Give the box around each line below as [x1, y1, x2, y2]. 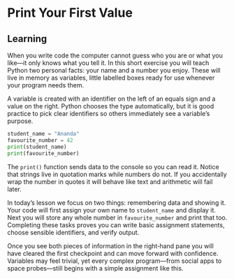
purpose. [7, 117, 34, 125]
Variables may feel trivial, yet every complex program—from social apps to [7, 257, 222, 265]
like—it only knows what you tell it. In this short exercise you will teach [7, 59, 210, 67]
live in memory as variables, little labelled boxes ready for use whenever [7, 73, 215, 82]
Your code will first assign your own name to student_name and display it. [7, 206, 217, 214]
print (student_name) [7, 143, 68, 150]
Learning [7, 33, 47, 45]
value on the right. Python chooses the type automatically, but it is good [7, 102, 214, 110]
